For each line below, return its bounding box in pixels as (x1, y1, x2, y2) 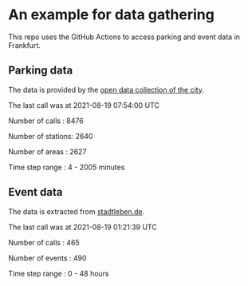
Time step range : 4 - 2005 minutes (8, 162, 125, 172)
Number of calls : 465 (8, 237, 80, 247)
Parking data (8, 64, 73, 77)
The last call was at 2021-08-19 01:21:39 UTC (8, 222, 157, 232)
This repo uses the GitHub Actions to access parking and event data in (8, 32, 241, 42)
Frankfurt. (8, 40, 41, 50)
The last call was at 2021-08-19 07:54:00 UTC (8, 100, 159, 109)
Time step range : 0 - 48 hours (8, 268, 109, 278)
